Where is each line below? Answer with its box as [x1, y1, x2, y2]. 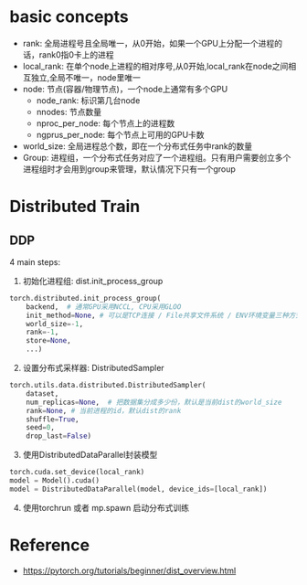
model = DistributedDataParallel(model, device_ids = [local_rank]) [9, 484, 268, 494]
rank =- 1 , [26, 327, 59, 337]
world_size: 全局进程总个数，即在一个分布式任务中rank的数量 [22, 140, 253, 152]
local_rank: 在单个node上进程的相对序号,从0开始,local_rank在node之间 [22, 60, 289, 71]
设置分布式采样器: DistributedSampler [22, 363, 164, 374]
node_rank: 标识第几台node [36, 94, 141, 106]
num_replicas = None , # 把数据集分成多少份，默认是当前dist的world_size [26, 398, 282, 407]
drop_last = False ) [26, 431, 92, 441]
